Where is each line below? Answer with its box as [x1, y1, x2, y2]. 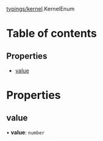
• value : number [6, 129, 44, 136]
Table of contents [6, 27, 98, 40]
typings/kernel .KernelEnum [6, 5, 75, 12]
